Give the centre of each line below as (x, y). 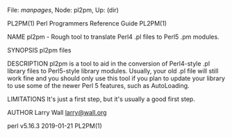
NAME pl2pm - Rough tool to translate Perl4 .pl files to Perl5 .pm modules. (114, 37)
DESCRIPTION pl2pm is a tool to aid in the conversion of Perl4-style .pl (109, 64)
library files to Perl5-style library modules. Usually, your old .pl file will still (113, 71)
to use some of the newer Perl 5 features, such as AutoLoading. (98, 85)
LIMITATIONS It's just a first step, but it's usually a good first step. (101, 99)
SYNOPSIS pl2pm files (39, 50)
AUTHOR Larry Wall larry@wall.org (57, 112)
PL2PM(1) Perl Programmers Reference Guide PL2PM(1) (87, 23)
